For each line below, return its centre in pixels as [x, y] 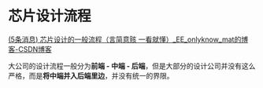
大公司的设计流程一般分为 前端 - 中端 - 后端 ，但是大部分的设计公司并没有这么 [132, 66]
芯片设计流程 [50, 16]
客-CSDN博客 [30, 49]
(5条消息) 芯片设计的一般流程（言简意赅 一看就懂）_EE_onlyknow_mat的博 [128, 39]
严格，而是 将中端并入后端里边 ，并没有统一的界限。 [91, 75]
